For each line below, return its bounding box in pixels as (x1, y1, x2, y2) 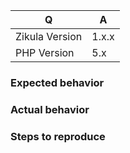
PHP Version (15, 46, 75, 59)
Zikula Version (15, 30, 83, 43)
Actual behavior (10, 102, 90, 116)
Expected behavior (10, 75, 105, 89)
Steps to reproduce (10, 129, 106, 143)
